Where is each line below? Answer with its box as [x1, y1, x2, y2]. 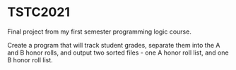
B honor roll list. [7, 55, 53, 64]
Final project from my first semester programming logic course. [7, 27, 192, 36]
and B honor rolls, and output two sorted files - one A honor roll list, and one [7, 48, 229, 57]
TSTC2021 [7, 4, 71, 20]
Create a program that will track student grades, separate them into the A [7, 41, 220, 49]
